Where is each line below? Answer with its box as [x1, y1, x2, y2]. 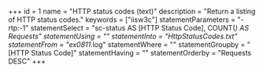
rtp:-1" [8, 23, 29, 32]
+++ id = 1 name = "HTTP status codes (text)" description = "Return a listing [8, 7, 256, 16]
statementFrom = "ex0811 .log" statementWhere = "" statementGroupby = [8, 40, 246, 49]
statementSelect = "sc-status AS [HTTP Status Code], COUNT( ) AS [30, 23, 250, 32]
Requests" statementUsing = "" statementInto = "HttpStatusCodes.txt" [8, 31, 238, 41]
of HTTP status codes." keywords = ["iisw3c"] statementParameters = [8, 15, 236, 24]
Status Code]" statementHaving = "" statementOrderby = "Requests [31, 49, 252, 57]
